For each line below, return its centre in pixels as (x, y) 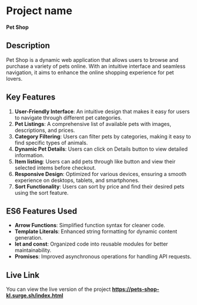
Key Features (31, 97)
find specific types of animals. (51, 142)
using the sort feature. (41, 193)
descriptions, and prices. (45, 130)
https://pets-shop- (136, 289)
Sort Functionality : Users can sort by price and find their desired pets (99, 186)
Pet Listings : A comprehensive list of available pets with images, (93, 124)
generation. (29, 238)
